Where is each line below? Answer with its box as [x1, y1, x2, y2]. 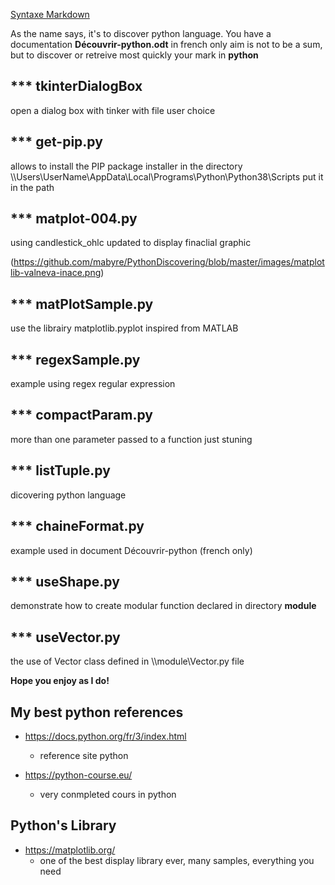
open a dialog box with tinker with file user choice [10, 104, 216, 116]
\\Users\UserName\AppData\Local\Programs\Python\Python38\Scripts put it [10, 170, 324, 183]
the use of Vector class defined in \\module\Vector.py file [10, 655, 245, 668]
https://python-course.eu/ [24, 769, 133, 781]
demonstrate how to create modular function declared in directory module [10, 600, 317, 612]
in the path [10, 181, 55, 193]
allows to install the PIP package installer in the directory [10, 160, 243, 172]
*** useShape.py [10, 573, 120, 590]
